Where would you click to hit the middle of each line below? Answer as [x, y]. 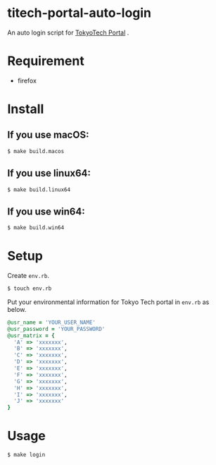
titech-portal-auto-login [80, 13]
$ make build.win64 [36, 228]
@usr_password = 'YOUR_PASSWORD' [56, 329]
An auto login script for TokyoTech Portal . [68, 32]
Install [26, 109]
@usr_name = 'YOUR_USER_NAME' [52, 322]
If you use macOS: [48, 135]
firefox [27, 80]
